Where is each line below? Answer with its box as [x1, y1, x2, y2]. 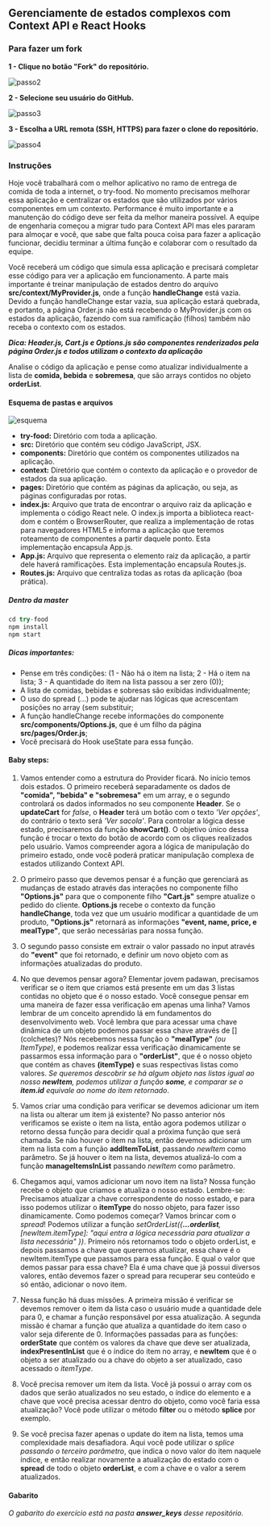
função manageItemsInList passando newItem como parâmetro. [19, 1161, 235, 1170]
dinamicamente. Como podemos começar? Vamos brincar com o [19, 1211, 236, 1220]
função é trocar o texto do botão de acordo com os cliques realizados [19, 833, 252, 842]
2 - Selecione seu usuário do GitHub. [8, 93, 135, 102]
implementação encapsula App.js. [19, 543, 133, 552]
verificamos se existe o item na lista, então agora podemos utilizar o [19, 1118, 247, 1128]
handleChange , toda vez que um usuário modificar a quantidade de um [19, 909, 259, 918]
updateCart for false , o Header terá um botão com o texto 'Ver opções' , [19, 807, 260, 817]
